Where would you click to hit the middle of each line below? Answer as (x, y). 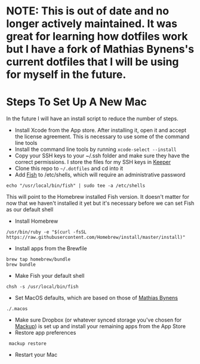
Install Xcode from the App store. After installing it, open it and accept (101, 131)
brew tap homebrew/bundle (38, 260)
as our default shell (30, 210)
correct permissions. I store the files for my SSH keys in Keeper (93, 162)
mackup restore (27, 344)
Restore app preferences (45, 333)
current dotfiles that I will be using (93, 62)
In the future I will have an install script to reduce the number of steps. (93, 119)
